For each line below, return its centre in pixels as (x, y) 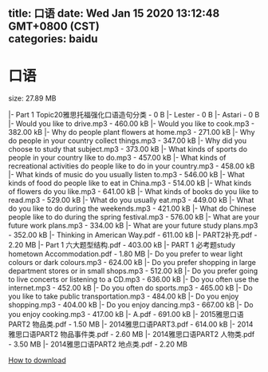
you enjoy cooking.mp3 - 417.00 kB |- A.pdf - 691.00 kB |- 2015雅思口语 (126, 315)
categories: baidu (53, 39)
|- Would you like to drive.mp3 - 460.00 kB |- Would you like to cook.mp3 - (132, 124)
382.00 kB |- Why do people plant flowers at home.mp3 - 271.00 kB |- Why (132, 133)
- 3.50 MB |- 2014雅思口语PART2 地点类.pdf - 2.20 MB (98, 344)
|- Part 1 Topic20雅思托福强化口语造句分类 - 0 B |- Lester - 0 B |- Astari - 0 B (134, 115)
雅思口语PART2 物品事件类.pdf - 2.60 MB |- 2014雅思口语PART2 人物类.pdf (132, 334)
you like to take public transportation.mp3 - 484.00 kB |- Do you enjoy (124, 296)
